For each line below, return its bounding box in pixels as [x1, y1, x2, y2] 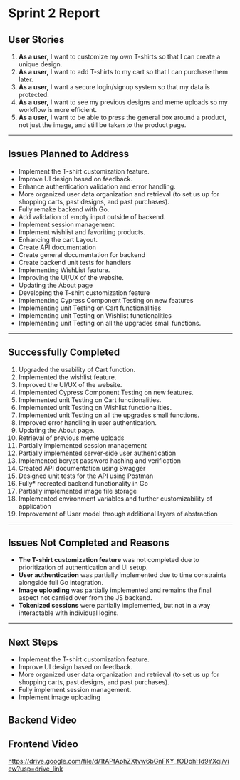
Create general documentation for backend [18, 250, 145, 259]
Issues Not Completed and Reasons [8, 537, 169, 549]
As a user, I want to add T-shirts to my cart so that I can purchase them [18, 68, 229, 76]
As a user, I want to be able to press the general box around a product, [18, 113, 226, 121]
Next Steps [8, 636, 58, 648]
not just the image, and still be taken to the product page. [18, 121, 187, 129]
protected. [18, 91, 49, 99]
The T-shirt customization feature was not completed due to [18, 556, 199, 564]
